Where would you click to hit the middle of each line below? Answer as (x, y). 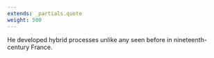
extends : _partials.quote (44, 13)
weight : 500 (24, 20)
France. (42, 47)
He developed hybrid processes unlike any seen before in (90, 39)
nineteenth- (190, 39)
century (18, 47)
